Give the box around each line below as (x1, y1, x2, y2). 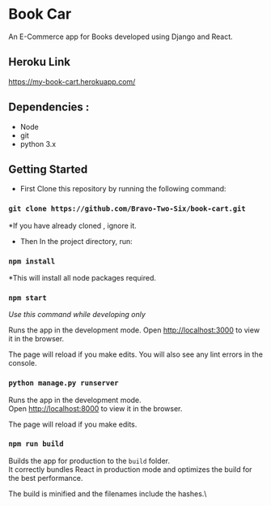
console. (8, 358, 38, 368)
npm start (8, 293, 47, 302)
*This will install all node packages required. (8, 272, 156, 282)
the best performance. (8, 473, 83, 482)
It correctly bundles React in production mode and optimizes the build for (8, 464, 252, 474)
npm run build (8, 440, 64, 448)
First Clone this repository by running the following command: (19, 184, 227, 194)
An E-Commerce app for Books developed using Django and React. (8, 32, 233, 41)
